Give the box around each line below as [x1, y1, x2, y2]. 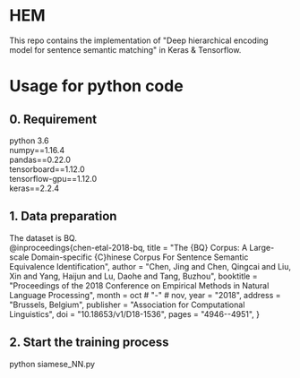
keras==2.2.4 [9, 183, 60, 193]
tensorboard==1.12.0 [9, 163, 85, 175]
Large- [249, 242, 275, 253]
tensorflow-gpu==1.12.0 [9, 173, 97, 184]
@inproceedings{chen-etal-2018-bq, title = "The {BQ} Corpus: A [9, 242, 248, 253]
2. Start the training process [9, 335, 169, 350]
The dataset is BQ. [9, 232, 78, 243]
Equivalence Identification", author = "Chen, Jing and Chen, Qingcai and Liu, [9, 261, 292, 271]
